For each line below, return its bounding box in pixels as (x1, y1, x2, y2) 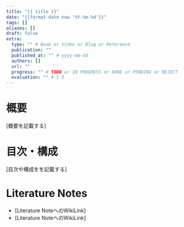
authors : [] (11, 58, 41, 64)
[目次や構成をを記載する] (6, 166, 67, 173)
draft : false (6, 31, 38, 37)
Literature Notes (6, 187, 87, 200)
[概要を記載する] (6, 122, 47, 130)
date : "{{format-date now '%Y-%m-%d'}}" (6, 14, 107, 20)
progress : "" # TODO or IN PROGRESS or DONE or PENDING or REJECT (11, 69, 178, 75)
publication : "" (11, 47, 51, 53)
